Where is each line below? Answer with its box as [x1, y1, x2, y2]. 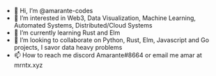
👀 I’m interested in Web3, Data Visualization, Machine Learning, [13, 14, 196, 22]
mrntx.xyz [13, 61, 43, 69]
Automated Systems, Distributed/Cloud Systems [13, 21, 153, 29]
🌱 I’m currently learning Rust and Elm [13, 28, 121, 37]
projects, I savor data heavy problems [13, 44, 123, 51]
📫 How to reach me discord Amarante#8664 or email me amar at [13, 51, 202, 59]
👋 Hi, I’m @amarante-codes [13, 7, 93, 15]
